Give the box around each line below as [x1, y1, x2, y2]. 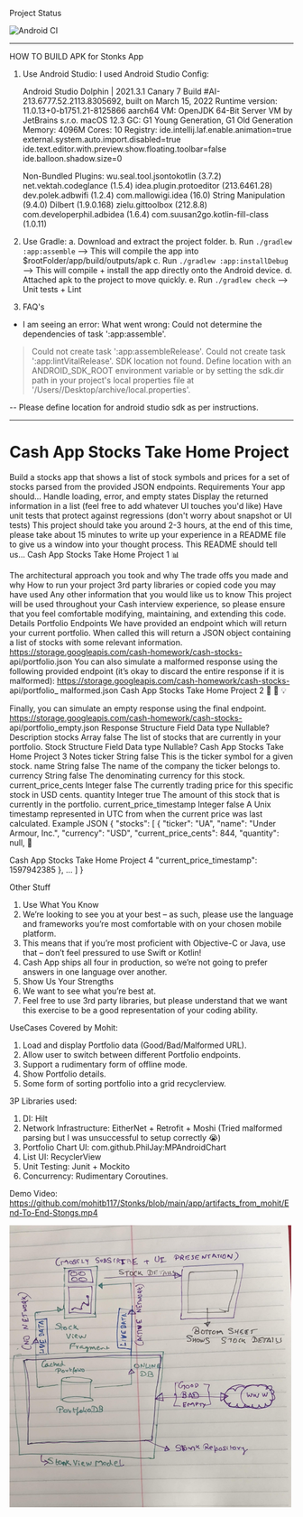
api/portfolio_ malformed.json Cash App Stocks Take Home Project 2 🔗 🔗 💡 [9, 685, 287, 696]
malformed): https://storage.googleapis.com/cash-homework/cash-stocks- [9, 675, 290, 686]
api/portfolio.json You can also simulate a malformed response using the [9, 656, 278, 667]
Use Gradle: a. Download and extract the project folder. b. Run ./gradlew [22, 236, 293, 246]
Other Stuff [9, 882, 51, 893]
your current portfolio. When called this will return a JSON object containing [9, 627, 291, 638]
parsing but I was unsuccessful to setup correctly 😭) [22, 1132, 221, 1142]
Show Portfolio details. [22, 1068, 106, 1079]
